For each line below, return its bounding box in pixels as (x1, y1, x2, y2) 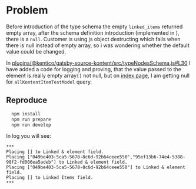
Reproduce (6, 95, 48, 105)
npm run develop (11, 122, 51, 128)
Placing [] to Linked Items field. (6, 175, 94, 181)
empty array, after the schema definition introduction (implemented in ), (6, 29, 180, 36)
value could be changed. (6, 48, 67, 55)
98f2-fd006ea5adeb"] (6, 160, 57, 165)
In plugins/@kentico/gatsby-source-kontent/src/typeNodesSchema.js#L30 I (6, 59, 191, 67)
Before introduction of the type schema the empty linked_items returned (6, 23, 183, 30)
